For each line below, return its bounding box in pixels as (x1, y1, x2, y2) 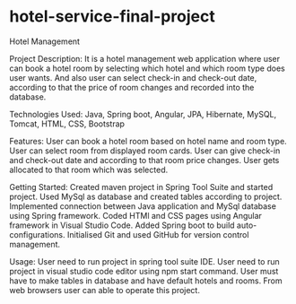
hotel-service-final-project (9, 6, 215, 27)
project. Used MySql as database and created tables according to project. (9, 191, 283, 202)
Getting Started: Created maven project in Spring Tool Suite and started (9, 181, 274, 192)
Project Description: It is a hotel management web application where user (9, 53, 281, 64)
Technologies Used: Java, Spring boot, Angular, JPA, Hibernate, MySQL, (9, 109, 277, 119)
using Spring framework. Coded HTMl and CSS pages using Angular (9, 210, 263, 221)
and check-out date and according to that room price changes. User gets (9, 154, 280, 165)
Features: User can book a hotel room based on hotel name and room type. (9, 135, 287, 146)
